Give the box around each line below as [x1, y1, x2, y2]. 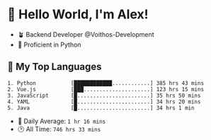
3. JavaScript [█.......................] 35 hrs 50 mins [7, 92, 201, 99]
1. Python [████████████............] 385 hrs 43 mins [7, 79, 204, 87]
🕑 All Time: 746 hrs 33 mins [17, 124, 101, 133]
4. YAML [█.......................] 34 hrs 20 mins [7, 98, 201, 105]
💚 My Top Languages [7, 61, 102, 73]
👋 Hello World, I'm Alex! [7, 6, 149, 23]
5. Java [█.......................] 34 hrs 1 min [7, 104, 195, 112]
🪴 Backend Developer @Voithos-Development [17, 30, 154, 38]
